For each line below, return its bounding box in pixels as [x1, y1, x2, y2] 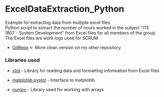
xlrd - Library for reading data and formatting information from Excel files [12, 68, 160, 74]
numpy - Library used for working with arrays [12, 87, 104, 93]
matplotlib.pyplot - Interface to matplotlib [12, 77, 95, 83]
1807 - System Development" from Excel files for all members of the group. [5, 30, 157, 36]
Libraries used [5, 57, 40, 63]
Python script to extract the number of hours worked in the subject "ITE [5, 24, 150, 30]
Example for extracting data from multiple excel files [5, 19, 110, 25]
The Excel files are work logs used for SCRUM [5, 35, 98, 41]
